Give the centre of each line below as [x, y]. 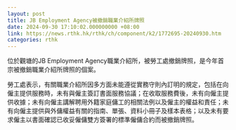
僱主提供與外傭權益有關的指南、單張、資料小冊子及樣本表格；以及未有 [121, 111]
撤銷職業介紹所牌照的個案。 [59, 70]
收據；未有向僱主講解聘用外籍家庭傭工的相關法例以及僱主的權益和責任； [118, 102]
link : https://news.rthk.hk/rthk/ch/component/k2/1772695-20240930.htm [114, 33]
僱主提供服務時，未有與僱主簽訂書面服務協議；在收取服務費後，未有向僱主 [115, 93]
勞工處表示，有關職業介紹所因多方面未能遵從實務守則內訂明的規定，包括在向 [118, 84]
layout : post [26, 14]
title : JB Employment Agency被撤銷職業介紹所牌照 [76, 20]
